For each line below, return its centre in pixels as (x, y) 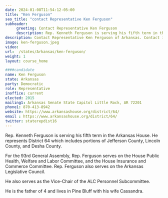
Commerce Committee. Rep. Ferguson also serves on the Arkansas (74, 166)
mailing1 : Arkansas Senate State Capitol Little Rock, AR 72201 (73, 102)
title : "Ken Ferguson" (29, 14)
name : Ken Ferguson (25, 75)
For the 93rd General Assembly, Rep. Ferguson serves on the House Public (82, 155)
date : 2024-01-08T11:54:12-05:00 (40, 10)
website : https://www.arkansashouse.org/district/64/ (62, 112)
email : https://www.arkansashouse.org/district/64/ (61, 116)
